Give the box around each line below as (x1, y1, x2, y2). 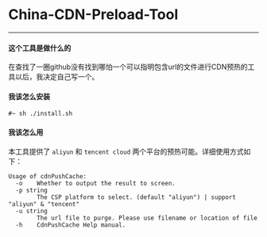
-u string (15, 207, 48, 215)
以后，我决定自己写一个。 (14, 72, 99, 82)
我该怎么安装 (8, 91, 50, 101)
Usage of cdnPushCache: (8, 172, 87, 180)
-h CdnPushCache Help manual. (15, 220, 126, 229)
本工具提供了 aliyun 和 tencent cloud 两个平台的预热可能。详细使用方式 (8, 147, 244, 156)
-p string (15, 186, 48, 194)
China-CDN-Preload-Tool (8, 6, 179, 24)
